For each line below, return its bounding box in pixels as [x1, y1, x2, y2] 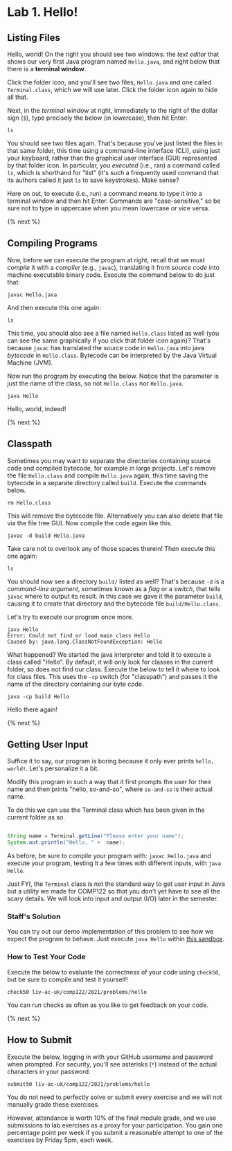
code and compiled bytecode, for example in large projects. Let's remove [7, 464, 216, 472]
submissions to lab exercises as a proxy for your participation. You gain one [7, 1121, 223, 1129]
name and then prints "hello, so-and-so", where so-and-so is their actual [7, 785, 213, 793]
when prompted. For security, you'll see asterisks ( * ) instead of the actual [7, 1060, 217, 1068]
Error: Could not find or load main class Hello [7, 632, 150, 639]
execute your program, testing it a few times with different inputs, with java [7, 859, 222, 867]
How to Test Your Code [7, 952, 87, 962]
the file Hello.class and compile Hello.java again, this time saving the [7, 471, 208, 480]
